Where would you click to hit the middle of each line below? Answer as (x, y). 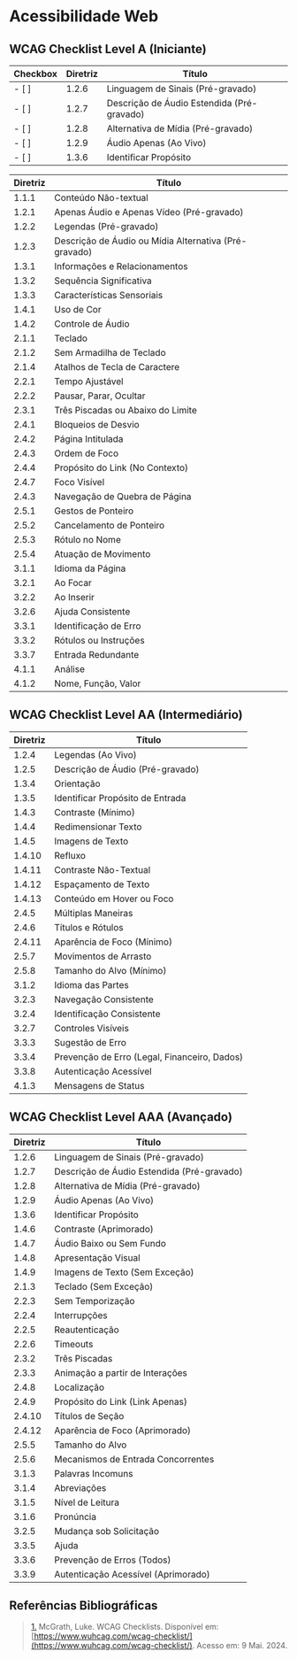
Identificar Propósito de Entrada (120, 798)
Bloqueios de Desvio (97, 424)
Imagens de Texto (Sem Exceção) (124, 1272)
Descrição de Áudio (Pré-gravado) (127, 769)
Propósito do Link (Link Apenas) (121, 1401)
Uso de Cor (78, 309)
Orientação (77, 783)
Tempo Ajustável (89, 381)
